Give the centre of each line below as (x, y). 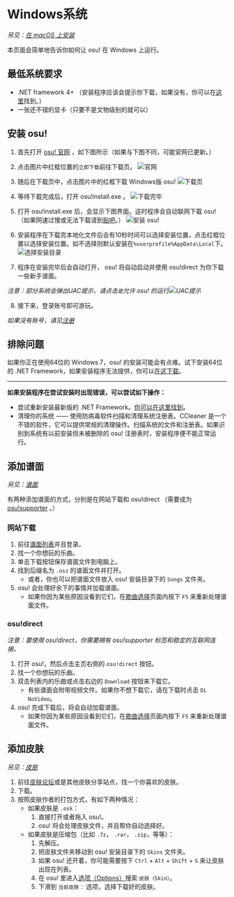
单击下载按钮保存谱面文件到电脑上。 (69, 562)
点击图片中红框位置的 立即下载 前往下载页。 (77, 166)
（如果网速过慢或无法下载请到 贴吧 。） (71, 220)
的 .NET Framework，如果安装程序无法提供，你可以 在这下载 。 (96, 371)
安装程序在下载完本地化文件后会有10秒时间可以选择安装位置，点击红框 (118, 235)
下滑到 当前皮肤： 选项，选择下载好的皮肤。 (99, 887)
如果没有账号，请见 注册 (41, 320)
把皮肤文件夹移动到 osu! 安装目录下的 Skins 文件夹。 (114, 852)
